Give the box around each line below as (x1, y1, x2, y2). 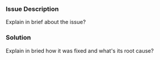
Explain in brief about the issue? (5, 19, 86, 26)
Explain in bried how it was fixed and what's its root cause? (5, 47, 154, 54)
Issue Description (5, 5, 59, 13)
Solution (5, 34, 32, 42)
